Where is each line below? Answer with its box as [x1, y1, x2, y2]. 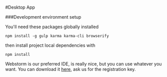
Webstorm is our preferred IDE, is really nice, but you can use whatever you [5, 61, 162, 67]
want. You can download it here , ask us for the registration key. [5, 66, 136, 72]
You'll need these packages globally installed [5, 24, 99, 30]
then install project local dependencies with [5, 42, 96, 48]
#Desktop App [5, 5, 35, 10]
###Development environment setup [5, 14, 81, 20]
